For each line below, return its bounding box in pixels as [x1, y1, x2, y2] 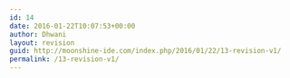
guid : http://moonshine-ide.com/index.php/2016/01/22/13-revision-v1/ [9, 47, 282, 56]
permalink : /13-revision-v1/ [9, 55, 120, 64]
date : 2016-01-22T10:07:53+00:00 [9, 22, 136, 30]
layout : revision [9, 38, 75, 48]
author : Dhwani [9, 30, 67, 39]
